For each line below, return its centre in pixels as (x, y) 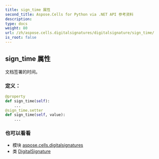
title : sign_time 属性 (28, 10)
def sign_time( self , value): (35, 115)
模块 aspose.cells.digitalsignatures (48, 145)
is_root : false (21, 38)
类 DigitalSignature (32, 151)
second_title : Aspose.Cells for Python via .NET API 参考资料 (69, 14)
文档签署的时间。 (23, 72)
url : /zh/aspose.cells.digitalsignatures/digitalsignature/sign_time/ (80, 33)
